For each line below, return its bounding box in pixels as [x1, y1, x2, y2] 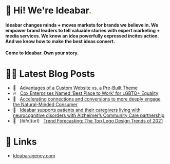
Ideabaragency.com [12, 153, 55, 159]
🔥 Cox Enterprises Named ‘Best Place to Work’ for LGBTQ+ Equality [12, 90, 159, 96]
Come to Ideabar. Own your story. [5, 50, 79, 56]
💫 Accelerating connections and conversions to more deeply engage [12, 96, 161, 102]
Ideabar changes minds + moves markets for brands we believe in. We [5, 22, 158, 28]
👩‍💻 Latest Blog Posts [5, 68, 95, 79]
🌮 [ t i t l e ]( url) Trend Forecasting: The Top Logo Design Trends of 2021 [12, 118, 163, 124]
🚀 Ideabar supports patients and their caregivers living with [12, 107, 141, 113]
